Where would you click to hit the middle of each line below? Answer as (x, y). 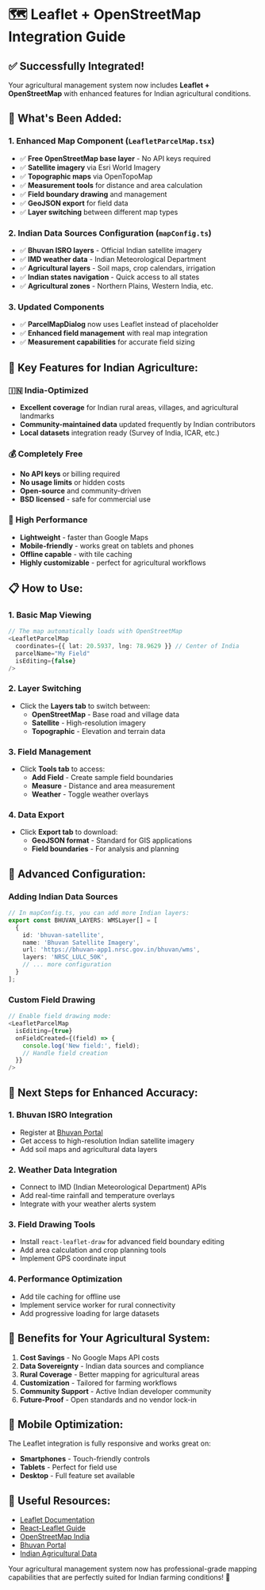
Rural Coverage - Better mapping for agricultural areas (109, 1374)
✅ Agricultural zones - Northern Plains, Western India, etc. (116, 286)
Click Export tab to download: (69, 832)
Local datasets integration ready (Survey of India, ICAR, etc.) (119, 432)
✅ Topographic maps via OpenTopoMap (86, 176)
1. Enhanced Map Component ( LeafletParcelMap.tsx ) (111, 141)
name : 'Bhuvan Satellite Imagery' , (81, 943)
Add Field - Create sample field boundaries (102, 778)
